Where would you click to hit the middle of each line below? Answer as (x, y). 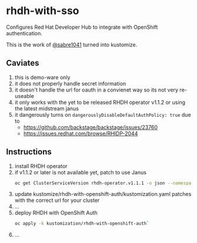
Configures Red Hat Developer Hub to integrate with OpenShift (82, 27)
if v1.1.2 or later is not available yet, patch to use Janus (81, 172)
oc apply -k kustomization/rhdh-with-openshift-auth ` (82, 224)
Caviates (23, 63)
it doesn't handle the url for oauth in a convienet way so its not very (96, 90)
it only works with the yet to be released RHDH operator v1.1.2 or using (100, 102)
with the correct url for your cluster (57, 200)
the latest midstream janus (47, 108)
